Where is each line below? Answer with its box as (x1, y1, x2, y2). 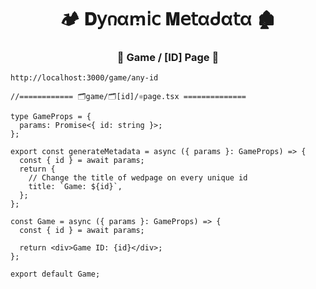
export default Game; (10, 269, 101, 280)
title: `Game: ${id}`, (28, 182, 123, 192)
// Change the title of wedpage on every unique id (28, 173, 248, 183)
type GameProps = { (10, 112, 92, 122)
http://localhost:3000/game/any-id (10, 73, 159, 83)
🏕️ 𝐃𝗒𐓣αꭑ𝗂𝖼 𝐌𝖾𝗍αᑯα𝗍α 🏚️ (59, 8, 277, 31)
